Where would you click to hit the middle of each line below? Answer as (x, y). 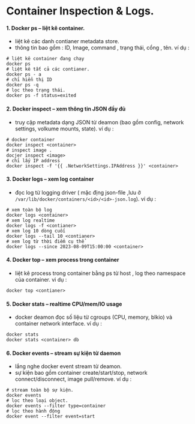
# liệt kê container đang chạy (45, 59)
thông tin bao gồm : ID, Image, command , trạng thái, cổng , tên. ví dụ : (102, 48)
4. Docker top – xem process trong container (63, 260)
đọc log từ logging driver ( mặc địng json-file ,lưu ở (78, 192)
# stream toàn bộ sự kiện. (40, 390)
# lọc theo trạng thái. (36, 90)
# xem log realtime (31, 220)
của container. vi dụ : (41, 280)
